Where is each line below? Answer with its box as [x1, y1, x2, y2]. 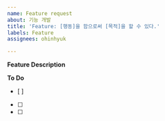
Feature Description [7, 60, 66, 69]
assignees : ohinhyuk [7, 36, 67, 43]
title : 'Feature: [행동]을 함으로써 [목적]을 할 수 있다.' [7, 23, 160, 30]
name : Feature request [7, 10, 72, 17]
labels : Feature [7, 29, 54, 36]
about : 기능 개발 [7, 16, 52, 23]
